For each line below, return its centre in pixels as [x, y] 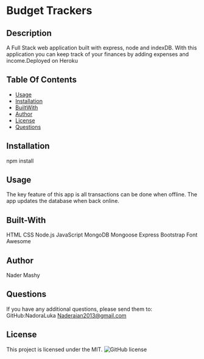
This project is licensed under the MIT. [55, 349]
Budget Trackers [49, 11]
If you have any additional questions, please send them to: [79, 309]
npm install [20, 161]
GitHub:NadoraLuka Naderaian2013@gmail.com [66, 315]
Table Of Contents [42, 80]
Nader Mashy [23, 275]
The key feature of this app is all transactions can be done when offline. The [102, 194]
